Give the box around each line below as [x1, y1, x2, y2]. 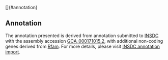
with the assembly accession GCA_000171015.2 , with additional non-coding [5, 38, 163, 44]
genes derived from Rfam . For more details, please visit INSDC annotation [5, 43, 160, 49]
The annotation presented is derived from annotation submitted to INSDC [5, 33, 159, 39]
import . [5, 48, 20, 55]
